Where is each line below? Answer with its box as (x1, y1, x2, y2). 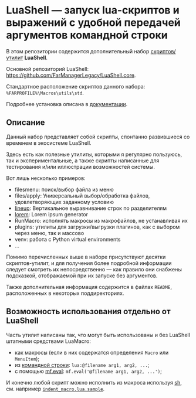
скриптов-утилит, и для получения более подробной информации (6, 259, 172, 267)
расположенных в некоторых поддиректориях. (6, 290, 124, 297)
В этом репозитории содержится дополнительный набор (6, 47, 150, 55)
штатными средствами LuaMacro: (6, 338, 91, 345)
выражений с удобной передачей (6, 16, 181, 29)
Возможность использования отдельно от (6, 307, 171, 317)
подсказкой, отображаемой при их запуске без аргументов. (6, 272, 158, 279)
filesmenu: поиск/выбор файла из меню (14, 186, 114, 193)
